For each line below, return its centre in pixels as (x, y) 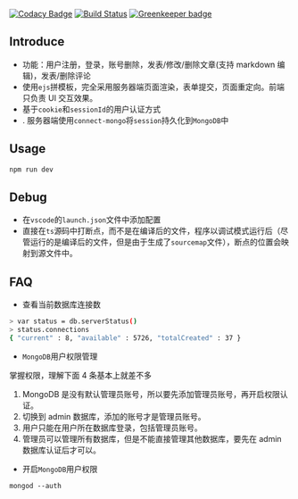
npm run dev (31, 170)
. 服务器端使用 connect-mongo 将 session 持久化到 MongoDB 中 (125, 120)
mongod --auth (36, 486)
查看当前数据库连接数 (61, 304)
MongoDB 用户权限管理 (60, 356)
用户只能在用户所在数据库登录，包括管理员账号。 (112, 428)
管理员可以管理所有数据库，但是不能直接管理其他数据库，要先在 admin (152, 438)
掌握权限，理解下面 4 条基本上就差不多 (80, 375)
